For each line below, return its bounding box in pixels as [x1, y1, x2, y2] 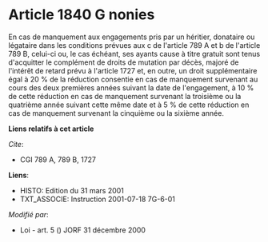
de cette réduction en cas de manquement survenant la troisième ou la [8, 91, 242, 101]
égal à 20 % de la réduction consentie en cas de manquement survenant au [8, 74, 258, 84]
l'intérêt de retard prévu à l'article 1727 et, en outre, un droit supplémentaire [8, 65, 258, 75]
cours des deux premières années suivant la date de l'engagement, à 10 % [8, 82, 254, 93]
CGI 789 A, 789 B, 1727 [19, 154, 97, 165]
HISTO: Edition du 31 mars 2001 [19, 185, 124, 195]
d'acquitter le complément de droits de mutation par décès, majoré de [8, 58, 239, 67]
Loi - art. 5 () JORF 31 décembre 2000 [19, 225, 146, 235]
